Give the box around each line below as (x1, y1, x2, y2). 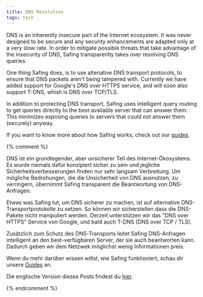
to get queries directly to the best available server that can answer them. (6, 106, 188, 114)
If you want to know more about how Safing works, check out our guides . (6, 131, 190, 138)
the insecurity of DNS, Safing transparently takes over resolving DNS (6, 50, 179, 58)
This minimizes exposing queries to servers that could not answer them (6, 113, 185, 120)
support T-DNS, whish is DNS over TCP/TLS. (6, 88, 119, 95)
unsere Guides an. (6, 261, 52, 268)
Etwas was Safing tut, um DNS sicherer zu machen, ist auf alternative (6, 199, 181, 206)
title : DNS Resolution (6, 9, 64, 15)
